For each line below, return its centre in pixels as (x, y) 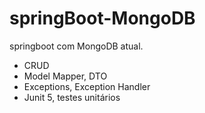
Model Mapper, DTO (65, 76)
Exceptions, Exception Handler (87, 86)
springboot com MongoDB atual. (76, 46)
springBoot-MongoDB (102, 18)
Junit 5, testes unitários (72, 97)
